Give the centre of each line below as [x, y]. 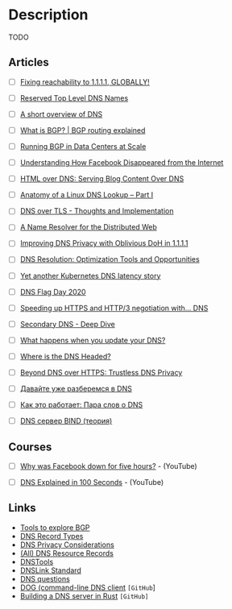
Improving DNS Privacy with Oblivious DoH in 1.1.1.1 [104, 243]
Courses [30, 447]
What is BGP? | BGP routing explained [83, 130]
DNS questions [45, 578]
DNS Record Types [52, 536]
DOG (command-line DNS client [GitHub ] [87, 587]
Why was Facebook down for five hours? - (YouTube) [108, 466]
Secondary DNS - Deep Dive [67, 324]
